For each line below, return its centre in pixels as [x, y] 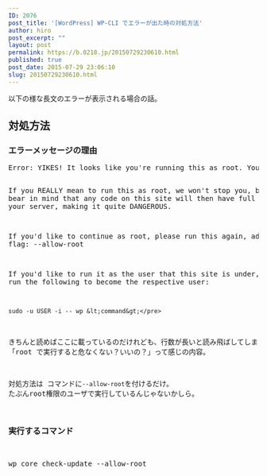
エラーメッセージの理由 [53, 150]
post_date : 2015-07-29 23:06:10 [62, 68]
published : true [35, 60]
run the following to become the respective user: [109, 282]
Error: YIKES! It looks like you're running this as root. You [134, 168]
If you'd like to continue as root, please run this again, [128, 236]
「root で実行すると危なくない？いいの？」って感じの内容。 [109, 352]
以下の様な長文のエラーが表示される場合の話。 [85, 98]
